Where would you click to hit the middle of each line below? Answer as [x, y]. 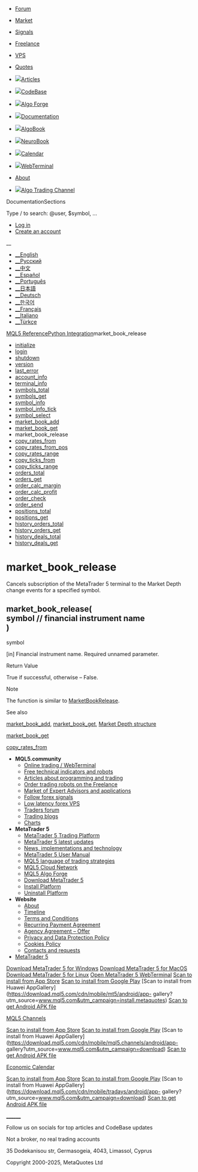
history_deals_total [38, 536]
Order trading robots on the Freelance [71, 784]
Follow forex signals [48, 797]
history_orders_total [39, 524]
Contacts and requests [52, 950]
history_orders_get [38, 530]
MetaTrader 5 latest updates [59, 842]
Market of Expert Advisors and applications [77, 791]
